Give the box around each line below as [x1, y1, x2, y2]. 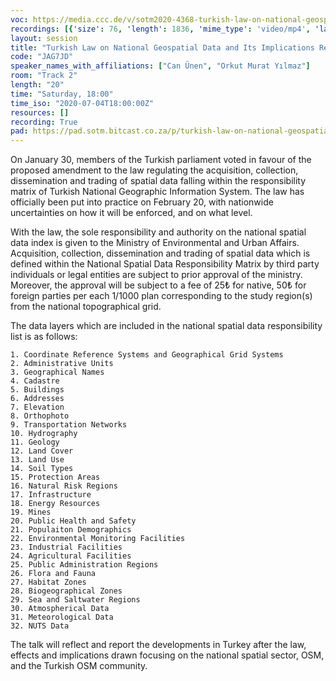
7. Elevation [10, 402, 65, 413]
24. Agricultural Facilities [10, 551, 132, 561]
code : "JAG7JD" [10, 52, 74, 62]
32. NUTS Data [10, 621, 70, 631]
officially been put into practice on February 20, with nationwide [10, 196, 274, 208]
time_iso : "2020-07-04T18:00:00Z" [10, 98, 155, 108]
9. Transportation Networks [10, 420, 128, 430]
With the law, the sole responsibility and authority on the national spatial [10, 226, 307, 238]
